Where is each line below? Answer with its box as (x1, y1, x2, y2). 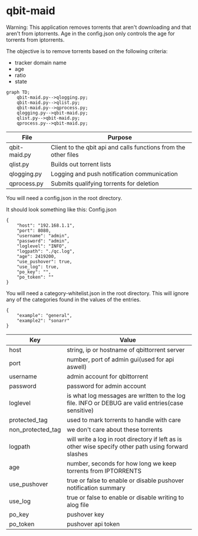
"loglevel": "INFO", (16, 243, 67, 249)
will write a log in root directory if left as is (67, 435, 182, 443)
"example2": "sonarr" (16, 318, 70, 323)
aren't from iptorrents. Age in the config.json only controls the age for (6, 30, 175, 37)
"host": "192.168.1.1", (16, 223, 75, 228)
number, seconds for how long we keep (67, 459, 177, 468)
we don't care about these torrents (67, 425, 163, 433)
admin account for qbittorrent (67, 372, 148, 380)
